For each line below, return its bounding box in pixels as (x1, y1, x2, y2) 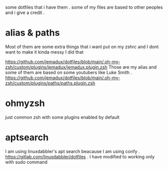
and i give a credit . (5, 10, 45, 16)
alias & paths (5, 27, 60, 39)
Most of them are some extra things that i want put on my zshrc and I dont (5, 44, 159, 50)
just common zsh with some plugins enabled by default (5, 114, 120, 120)
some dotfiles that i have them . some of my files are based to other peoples (5, 5, 163, 10)
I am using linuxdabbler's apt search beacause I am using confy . (5, 148, 140, 154)
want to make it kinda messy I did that (5, 49, 84, 55)
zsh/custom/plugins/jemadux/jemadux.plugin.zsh (5, 64, 108, 70)
